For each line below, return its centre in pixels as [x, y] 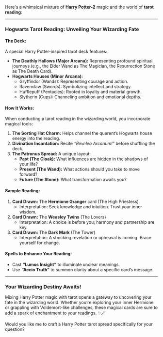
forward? [28, 174]
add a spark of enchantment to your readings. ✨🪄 [55, 313]
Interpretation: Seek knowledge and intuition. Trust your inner [81, 207]
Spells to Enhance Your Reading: [39, 254]
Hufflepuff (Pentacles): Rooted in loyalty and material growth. [81, 92]
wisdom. [28, 212]
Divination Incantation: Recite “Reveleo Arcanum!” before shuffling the [83, 144]
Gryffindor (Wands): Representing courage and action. [74, 81]
